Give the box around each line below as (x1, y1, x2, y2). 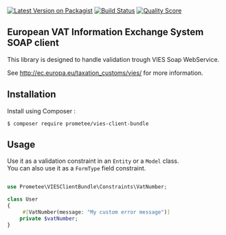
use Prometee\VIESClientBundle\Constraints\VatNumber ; (7, 183, 168, 190)
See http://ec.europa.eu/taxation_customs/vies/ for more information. (7, 69, 204, 77)
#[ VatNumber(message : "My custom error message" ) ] (22, 209, 170, 216)
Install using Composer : (7, 107, 76, 115)
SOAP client (7, 37, 60, 49)
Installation (7, 89, 56, 100)
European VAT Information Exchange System (7, 26, 204, 38)
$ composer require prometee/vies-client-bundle (7, 120, 149, 127)
